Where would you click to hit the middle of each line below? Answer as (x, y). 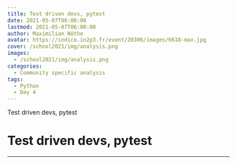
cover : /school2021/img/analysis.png (63, 46)
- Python (26, 86)
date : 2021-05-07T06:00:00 (47, 20)
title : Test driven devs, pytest (56, 14)
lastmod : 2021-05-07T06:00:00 (52, 27)
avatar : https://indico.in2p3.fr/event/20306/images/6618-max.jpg (107, 40)
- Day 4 (25, 92)
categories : (25, 66)
